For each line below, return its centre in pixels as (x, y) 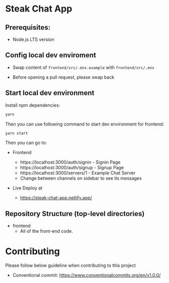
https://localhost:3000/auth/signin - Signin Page (70, 162)
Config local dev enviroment (51, 55)
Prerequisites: (28, 27)
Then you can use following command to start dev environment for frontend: (85, 124)
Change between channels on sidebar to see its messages (81, 178)
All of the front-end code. (46, 231)
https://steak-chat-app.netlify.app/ (56, 198)
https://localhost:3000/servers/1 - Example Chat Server (78, 173)
